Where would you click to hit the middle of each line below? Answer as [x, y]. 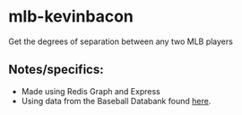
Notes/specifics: [56, 70]
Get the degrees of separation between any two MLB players [121, 41]
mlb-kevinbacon [71, 17]
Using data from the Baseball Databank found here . [116, 101]
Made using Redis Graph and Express [91, 91]
